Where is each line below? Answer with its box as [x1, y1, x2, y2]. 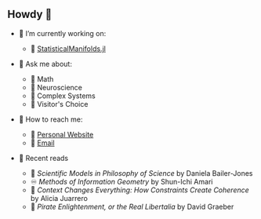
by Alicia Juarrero [30, 193, 88, 203]
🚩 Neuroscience [30, 82, 83, 92]
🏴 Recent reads [18, 153, 68, 162]
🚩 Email [30, 138, 56, 148]
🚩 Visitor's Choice [30, 99, 89, 108]
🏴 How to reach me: [18, 115, 83, 124]
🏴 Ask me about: [18, 59, 72, 68]
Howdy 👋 [7, 8, 53, 21]
